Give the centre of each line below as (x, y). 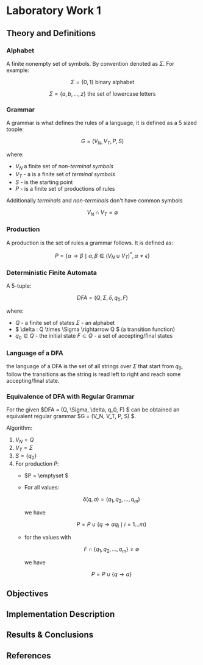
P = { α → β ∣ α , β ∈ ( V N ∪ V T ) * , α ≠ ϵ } (102, 256)
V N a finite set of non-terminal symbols (64, 167)
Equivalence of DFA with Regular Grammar (70, 397)
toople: (15, 129)
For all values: (42, 487)
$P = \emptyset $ (46, 475)
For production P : (37, 463)
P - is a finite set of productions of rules (65, 188)
